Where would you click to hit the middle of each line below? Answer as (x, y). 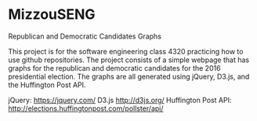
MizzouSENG (52, 15)
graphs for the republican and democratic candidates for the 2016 (114, 68)
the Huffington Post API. (47, 85)
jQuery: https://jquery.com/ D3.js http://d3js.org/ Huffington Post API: (120, 100)
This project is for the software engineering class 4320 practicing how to (126, 51)
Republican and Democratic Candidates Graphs (85, 36)
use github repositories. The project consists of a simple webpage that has (128, 60)
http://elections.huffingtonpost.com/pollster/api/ (86, 108)
